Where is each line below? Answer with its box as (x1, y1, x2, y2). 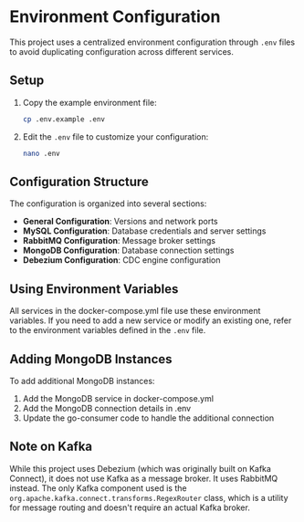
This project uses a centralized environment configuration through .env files (9, 37, 295, 47)
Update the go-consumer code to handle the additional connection (22, 412, 275, 423)
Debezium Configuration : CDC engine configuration (22, 255, 221, 266)
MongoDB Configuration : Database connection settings (22, 245, 235, 256)
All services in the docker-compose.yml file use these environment (9, 306, 261, 317)
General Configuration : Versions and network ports (22, 216, 218, 227)
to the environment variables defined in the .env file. (9, 325, 206, 336)
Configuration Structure (9, 173, 149, 189)
